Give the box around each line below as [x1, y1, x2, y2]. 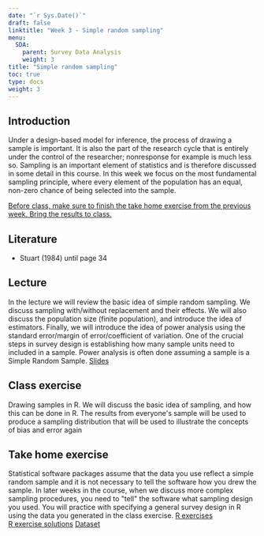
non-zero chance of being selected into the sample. [8, 186, 177, 195]
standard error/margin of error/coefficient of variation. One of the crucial [8, 330, 244, 340]
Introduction [8, 114, 71, 127]
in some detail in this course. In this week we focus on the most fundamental [8, 169, 258, 179]
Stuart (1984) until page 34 [19, 254, 108, 262]
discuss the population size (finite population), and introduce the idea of [8, 314, 242, 323]
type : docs [8, 77, 44, 85]
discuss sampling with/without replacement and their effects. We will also [8, 305, 247, 315]
